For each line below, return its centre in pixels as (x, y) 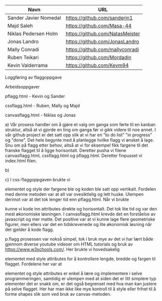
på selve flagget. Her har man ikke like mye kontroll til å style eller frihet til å (81, 289)
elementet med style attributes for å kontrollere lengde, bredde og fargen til (81, 259)
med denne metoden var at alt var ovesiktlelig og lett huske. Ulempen (74, 194)
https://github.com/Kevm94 (97, 65)
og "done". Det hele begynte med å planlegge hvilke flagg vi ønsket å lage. (80, 140)
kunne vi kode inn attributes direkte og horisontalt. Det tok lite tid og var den (81, 209)
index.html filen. (21, 161)
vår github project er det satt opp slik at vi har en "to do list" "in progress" (79, 135)
